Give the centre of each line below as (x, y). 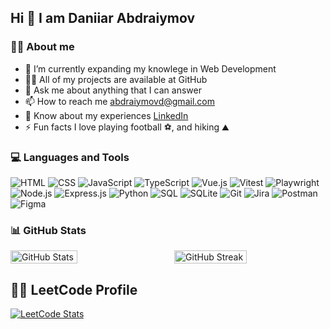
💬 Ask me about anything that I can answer (113, 90)
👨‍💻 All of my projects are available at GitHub (116, 79)
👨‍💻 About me (42, 47)
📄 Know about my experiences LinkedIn (106, 115)
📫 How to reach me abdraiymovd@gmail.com (119, 101)
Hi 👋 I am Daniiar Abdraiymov (103, 18)
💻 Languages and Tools (70, 157)
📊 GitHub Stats (48, 230)
